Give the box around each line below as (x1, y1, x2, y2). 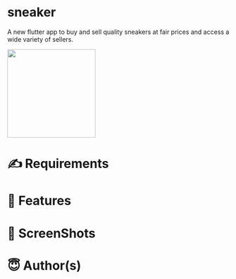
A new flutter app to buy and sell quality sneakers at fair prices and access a (7, 28, 230, 36)
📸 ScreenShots (7, 225, 96, 241)
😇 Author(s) (7, 257, 82, 273)
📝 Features (7, 193, 72, 209)
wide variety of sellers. (7, 35, 74, 43)
